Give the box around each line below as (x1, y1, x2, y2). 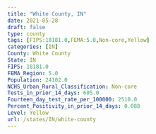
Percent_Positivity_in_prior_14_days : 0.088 (7, 103, 140, 110)
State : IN (7, 57, 37, 64)
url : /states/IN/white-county (7, 116, 97, 123)
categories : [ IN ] (7, 43, 59, 50)
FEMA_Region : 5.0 (7, 69, 59, 77)
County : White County (7, 50, 71, 57)
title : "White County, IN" (7, 10, 87, 18)
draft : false (7, 23, 46, 30)
